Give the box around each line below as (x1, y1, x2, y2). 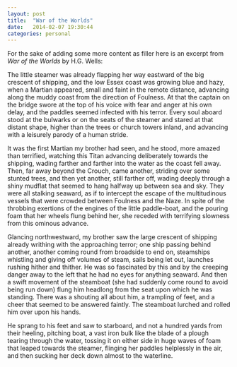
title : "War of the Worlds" (7, 17, 93, 24)
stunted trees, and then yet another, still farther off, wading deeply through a (7, 174, 231, 183)
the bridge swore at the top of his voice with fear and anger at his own (7, 100, 212, 109)
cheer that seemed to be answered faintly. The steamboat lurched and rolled (7, 301, 231, 309)
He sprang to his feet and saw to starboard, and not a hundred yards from (7, 322, 223, 330)
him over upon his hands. (7, 308, 81, 316)
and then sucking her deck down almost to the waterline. (7, 351, 173, 360)
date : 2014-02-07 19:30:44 (7, 23, 93, 30)
